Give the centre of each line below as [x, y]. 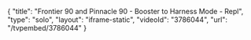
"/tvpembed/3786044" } [47, 28]
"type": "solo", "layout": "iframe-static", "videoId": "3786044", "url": [117, 20]
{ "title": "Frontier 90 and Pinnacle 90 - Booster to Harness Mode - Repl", [125, 11]
